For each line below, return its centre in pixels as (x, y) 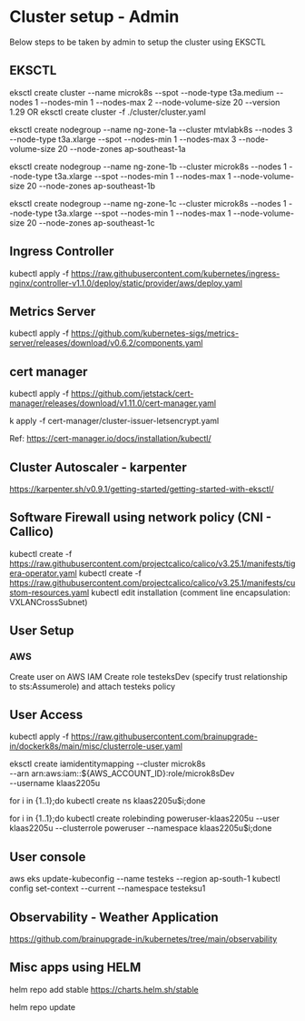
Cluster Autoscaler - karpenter (98, 467)
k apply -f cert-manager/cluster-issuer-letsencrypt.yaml (114, 421)
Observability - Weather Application (114, 917)
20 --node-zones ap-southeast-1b (91, 186)
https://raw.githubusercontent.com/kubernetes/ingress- (176, 273)
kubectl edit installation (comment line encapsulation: (191, 592)
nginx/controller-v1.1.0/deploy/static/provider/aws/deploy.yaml (126, 283)
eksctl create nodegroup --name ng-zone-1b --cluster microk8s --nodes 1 (148, 167)
